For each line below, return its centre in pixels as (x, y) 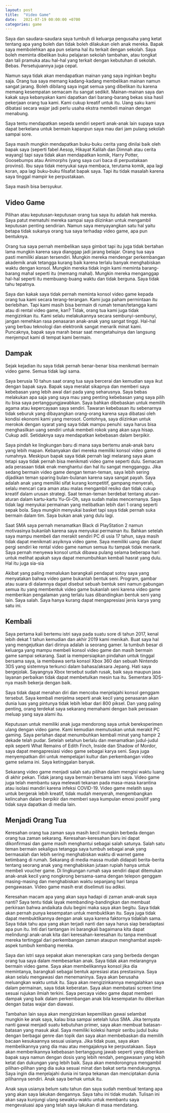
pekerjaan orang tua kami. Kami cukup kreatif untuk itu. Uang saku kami (80, 103)
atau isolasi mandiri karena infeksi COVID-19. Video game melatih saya (79, 788)
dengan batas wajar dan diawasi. (40, 1004)
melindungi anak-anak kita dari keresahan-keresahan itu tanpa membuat (81, 934)
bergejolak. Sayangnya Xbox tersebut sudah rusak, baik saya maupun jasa (83, 672)
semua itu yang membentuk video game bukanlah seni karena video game (83, 589)
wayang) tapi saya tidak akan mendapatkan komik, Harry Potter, (72, 155)
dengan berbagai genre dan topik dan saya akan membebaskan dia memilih (84, 1036)
